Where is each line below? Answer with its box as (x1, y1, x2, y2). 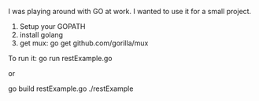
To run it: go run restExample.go (8, 54, 113, 63)
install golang (19, 31, 64, 39)
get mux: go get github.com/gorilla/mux (19, 38, 149, 48)
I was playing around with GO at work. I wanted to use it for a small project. (8, 7, 252, 16)
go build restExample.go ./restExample (8, 84, 134, 93)
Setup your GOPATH (19, 22, 86, 31)
